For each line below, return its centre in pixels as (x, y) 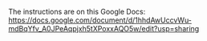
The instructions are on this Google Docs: (77, 12)
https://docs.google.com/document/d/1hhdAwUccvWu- (100, 20)
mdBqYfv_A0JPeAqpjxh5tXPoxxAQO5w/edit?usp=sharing (104, 29)
